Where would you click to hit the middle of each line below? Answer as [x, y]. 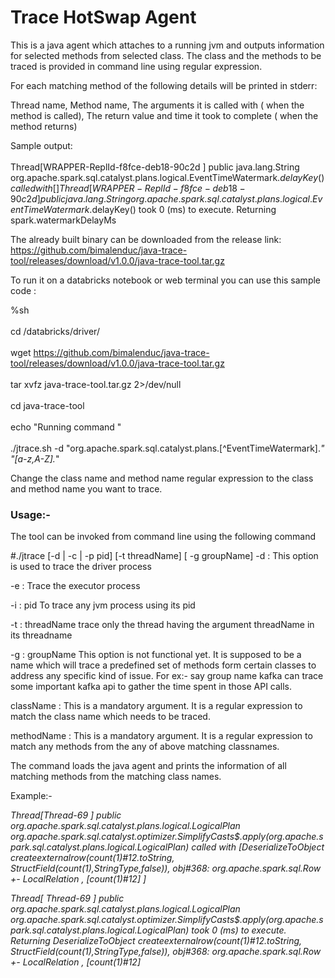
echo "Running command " [66, 427]
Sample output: [41, 145]
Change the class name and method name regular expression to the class [162, 478]
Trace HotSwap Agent [103, 17]
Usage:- [30, 514]
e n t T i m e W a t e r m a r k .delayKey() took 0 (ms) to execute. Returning [143, 209]
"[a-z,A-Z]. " [35, 458]
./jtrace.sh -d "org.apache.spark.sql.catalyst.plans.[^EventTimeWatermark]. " [167, 448]
